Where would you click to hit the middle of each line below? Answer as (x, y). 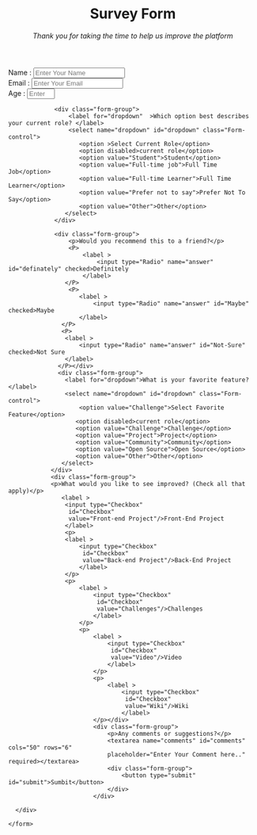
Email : (19, 82)
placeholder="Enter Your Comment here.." (176, 754)
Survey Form (133, 14)
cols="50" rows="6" (40, 747)
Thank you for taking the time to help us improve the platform (133, 36)
